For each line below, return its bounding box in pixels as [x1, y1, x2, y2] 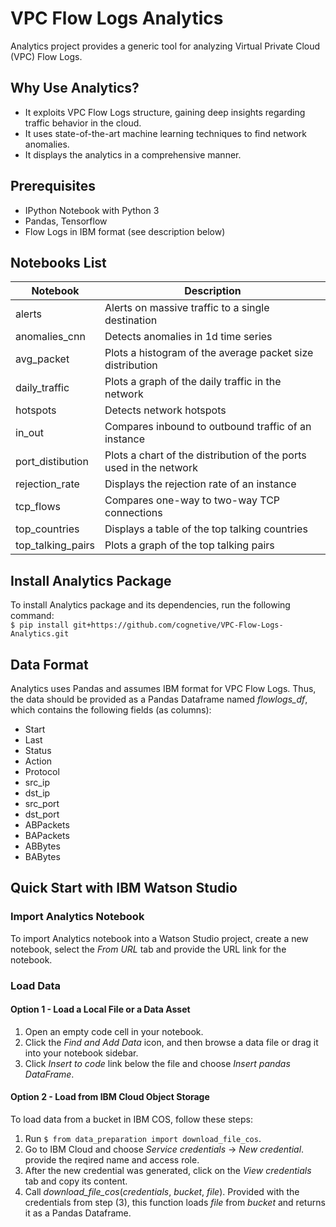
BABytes [24, 851, 61, 862]
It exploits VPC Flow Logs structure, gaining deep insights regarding [24, 106, 306, 118]
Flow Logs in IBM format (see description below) [24, 225, 226, 237]
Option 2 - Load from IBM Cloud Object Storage [10, 1091, 210, 1103]
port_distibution [15, 455, 89, 469]
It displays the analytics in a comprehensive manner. [24, 148, 242, 161]
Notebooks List [10, 254, 107, 271]
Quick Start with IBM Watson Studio [10, 880, 238, 897]
